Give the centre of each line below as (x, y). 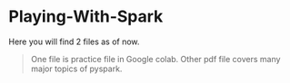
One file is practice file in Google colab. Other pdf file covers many (155, 59)
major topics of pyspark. (76, 69)
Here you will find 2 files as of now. (74, 41)
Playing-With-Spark (86, 17)
